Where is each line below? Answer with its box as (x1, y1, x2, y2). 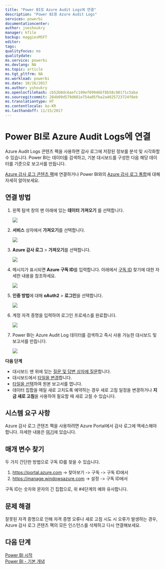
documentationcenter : (5, 21, 50, 26)
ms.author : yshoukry (5, 85, 48, 90)
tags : (5, 44, 16, 49)
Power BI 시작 (5, 552, 33, 558)
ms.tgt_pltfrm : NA (5, 72, 43, 77)
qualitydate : (5, 53, 32, 58)
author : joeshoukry (5, 26, 45, 31)
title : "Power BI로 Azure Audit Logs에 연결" (5, 7, 96, 12)
